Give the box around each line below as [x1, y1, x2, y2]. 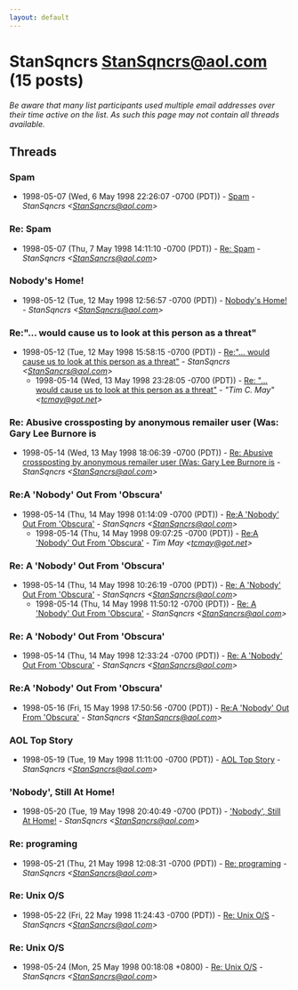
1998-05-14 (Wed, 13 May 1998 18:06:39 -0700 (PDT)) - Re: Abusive [21, 447, 273, 458]
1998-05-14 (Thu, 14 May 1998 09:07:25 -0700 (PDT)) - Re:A [35, 527, 259, 538]
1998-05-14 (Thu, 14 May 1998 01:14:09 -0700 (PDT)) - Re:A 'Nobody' [21, 509, 280, 519]
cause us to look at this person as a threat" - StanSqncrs [21, 357, 230, 367]
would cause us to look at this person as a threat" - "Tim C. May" [35, 384, 275, 396]
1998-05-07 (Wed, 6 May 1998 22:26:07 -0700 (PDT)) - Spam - [21, 191, 255, 202]
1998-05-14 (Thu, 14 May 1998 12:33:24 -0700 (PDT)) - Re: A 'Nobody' [21, 650, 283, 661]
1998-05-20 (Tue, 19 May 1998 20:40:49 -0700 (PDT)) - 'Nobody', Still [21, 806, 281, 817]
